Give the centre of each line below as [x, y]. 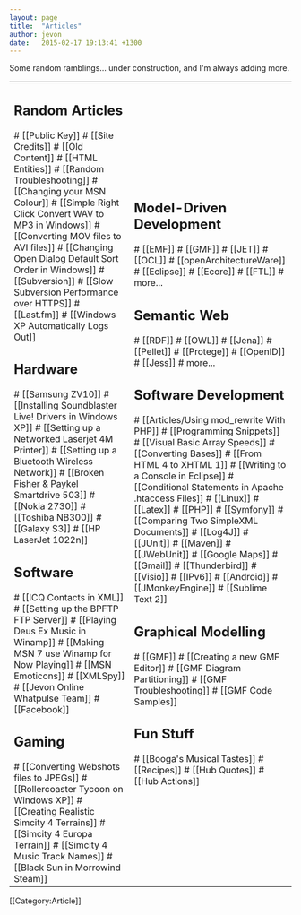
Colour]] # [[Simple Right [67, 203]
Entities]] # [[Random [59, 168]
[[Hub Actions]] [167, 781]
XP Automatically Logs [61, 325]
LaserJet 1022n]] [51, 540]
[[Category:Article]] [46, 901]
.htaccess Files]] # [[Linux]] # [197, 498]
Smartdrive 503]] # [55, 496]
